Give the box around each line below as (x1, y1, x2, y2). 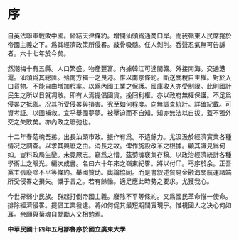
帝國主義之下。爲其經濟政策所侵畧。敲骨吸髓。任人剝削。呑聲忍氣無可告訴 (7, 40, 225, 48)
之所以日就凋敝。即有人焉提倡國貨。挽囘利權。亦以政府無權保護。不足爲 (19, 90, 232, 99)
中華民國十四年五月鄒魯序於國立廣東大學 (7, 224, 126, 233)
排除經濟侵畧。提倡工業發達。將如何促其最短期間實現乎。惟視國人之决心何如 (7, 200, 232, 209)
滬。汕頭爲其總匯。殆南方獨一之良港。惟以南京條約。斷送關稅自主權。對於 (7, 72, 225, 82)
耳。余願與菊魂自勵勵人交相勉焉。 (7, 209, 107, 218)
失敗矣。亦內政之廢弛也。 (19, 117, 95, 126)
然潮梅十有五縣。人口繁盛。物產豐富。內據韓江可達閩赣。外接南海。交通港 (7, 64, 225, 72)
